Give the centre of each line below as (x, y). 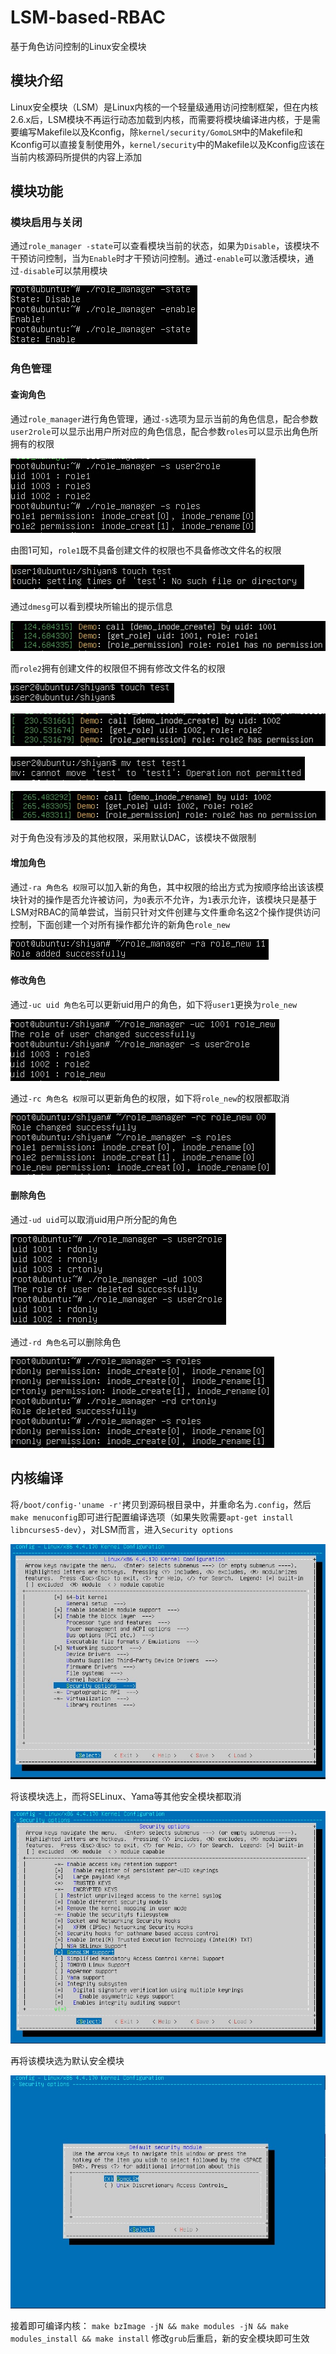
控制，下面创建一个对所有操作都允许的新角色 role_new (120, 924)
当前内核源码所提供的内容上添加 (76, 157)
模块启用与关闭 (46, 223)
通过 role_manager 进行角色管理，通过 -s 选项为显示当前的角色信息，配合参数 (164, 418)
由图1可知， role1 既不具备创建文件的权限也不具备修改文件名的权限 (146, 550)
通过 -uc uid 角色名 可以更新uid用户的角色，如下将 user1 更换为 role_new (154, 1004)
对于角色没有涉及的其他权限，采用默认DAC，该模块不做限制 (133, 838)
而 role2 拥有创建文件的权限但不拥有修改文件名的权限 (118, 668)
